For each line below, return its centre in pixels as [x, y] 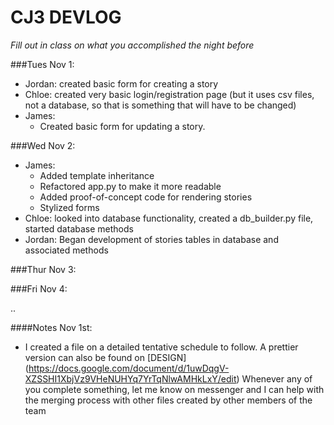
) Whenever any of [274, 378]
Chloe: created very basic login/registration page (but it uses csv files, [169, 94]
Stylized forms [69, 207]
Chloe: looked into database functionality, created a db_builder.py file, [169, 218]
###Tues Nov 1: [42, 64]
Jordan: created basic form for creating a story [121, 83]
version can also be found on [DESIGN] [105, 357]
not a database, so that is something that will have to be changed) [160, 105]
